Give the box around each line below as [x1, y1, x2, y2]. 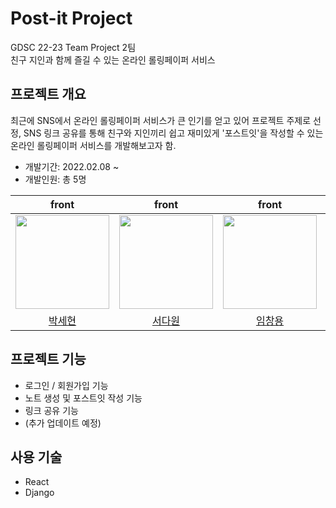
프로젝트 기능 [10, 351, 87, 368]
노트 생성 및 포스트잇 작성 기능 [24, 392, 143, 404]
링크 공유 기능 [24, 404, 79, 416]
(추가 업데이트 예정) [24, 417, 102, 429]
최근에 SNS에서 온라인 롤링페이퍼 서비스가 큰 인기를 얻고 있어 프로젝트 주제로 [10, 114, 312, 126]
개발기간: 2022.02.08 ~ [24, 160, 120, 172]
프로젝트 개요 [10, 86, 87, 103]
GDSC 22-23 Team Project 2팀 [10, 41, 137, 53]
